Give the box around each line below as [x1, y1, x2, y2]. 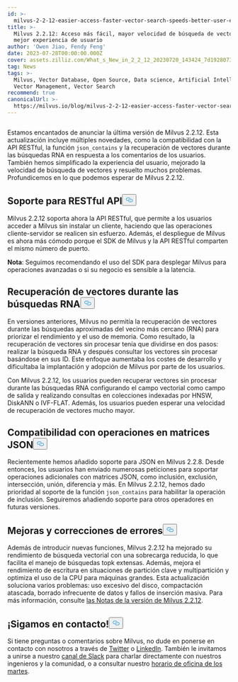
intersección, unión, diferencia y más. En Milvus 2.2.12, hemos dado [7, 480, 205, 489]
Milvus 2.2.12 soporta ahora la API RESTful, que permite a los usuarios [7, 214, 212, 222]
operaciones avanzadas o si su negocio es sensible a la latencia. [7, 265, 196, 273]
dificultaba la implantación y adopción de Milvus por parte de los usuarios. [7, 362, 225, 370]
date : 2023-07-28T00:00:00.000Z [7, 50, 103, 57]
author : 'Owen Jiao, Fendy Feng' [7, 43, 106, 50]
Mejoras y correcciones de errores [7, 525, 163, 537]
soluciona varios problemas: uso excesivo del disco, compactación [7, 581, 203, 590]
